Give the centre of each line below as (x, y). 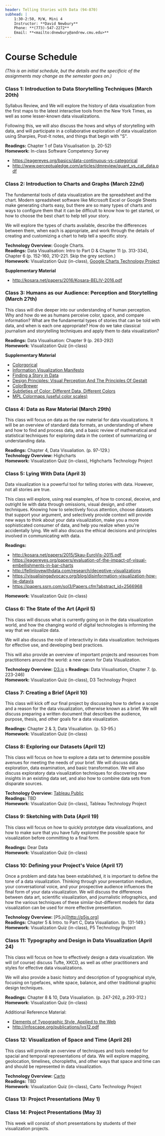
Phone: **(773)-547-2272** (42, 28)
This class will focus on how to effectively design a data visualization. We (80, 957)
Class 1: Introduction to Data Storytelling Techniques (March (79, 88)
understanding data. (26, 441)
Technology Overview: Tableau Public (44, 793)
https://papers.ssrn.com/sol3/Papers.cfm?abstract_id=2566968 (77, 587)
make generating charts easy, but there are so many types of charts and (78, 205)
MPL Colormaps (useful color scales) (50, 396)
